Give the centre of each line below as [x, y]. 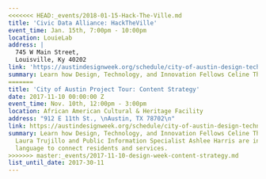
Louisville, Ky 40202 [51, 60]
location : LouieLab [40, 38]
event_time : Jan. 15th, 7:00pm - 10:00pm [78, 30]
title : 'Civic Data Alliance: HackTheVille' [83, 23]
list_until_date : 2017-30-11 [56, 163]
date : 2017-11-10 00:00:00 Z [56, 97]
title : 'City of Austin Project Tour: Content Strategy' [104, 89]
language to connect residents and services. [92, 148]
